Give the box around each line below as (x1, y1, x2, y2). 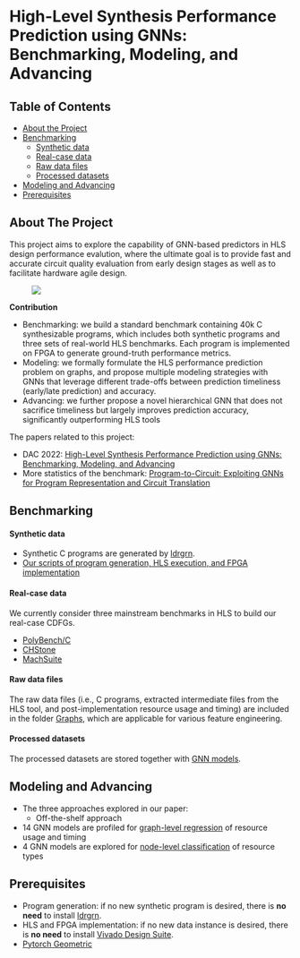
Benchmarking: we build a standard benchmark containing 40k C (21, 319, 262, 329)
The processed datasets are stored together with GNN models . (9, 754, 242, 765)
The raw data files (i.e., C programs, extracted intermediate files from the (9, 694, 279, 705)
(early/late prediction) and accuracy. (21, 385, 157, 396)
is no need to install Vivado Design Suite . (21, 928, 175, 939)
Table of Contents (9, 98, 112, 114)
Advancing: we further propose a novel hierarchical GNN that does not (21, 395, 283, 406)
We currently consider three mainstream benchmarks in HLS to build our (9, 607, 277, 619)
